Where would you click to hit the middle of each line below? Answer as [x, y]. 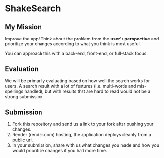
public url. [22, 140]
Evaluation [22, 69]
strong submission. [24, 96]
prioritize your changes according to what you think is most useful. [73, 44]
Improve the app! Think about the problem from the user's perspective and [82, 39]
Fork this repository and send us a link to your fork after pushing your [83, 124]
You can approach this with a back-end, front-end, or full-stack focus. [77, 53]
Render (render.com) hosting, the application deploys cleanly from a [82, 134]
